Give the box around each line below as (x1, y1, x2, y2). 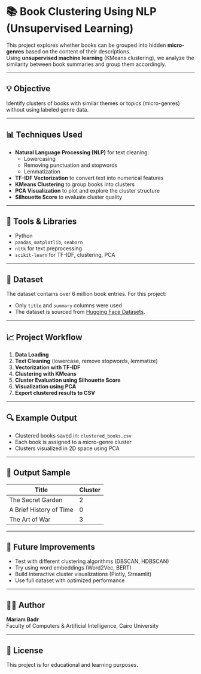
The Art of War (9, 515, 51, 523)
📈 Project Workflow (6, 332, 83, 342)
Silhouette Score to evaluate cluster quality (14, 193, 123, 200)
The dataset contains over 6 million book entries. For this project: (6, 290, 167, 298)
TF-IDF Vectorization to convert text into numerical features (14, 174, 164, 181)
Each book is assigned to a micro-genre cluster (14, 438, 132, 445)
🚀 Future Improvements (6, 542, 96, 552)
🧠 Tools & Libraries (6, 216, 77, 226)
